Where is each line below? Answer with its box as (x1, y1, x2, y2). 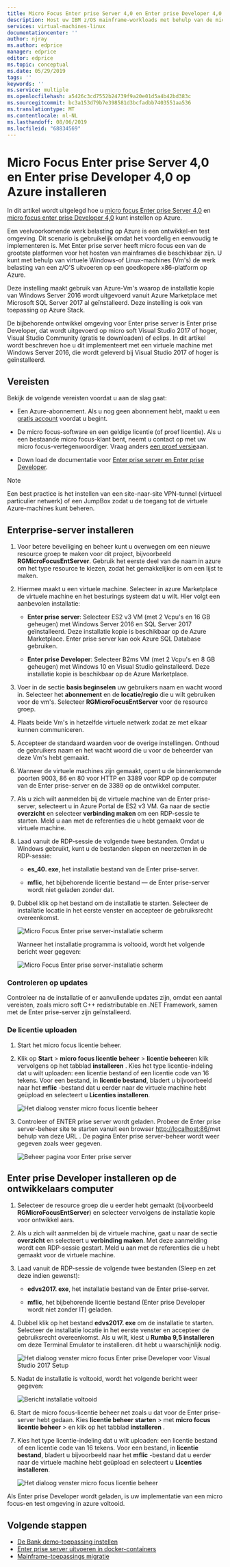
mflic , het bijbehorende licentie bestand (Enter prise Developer (27, 1299, 205, 1307)
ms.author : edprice (7, 42, 63, 49)
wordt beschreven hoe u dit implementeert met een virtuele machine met (7, 341, 213, 350)
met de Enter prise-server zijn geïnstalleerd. (7, 1008, 131, 1016)
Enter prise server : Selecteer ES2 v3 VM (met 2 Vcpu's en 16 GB (27, 613, 211, 621)
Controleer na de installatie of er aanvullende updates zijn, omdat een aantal (7, 994, 222, 1002)
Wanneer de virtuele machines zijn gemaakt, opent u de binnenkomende (16, 766, 222, 775)
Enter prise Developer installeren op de (7, 1172, 177, 1184)
